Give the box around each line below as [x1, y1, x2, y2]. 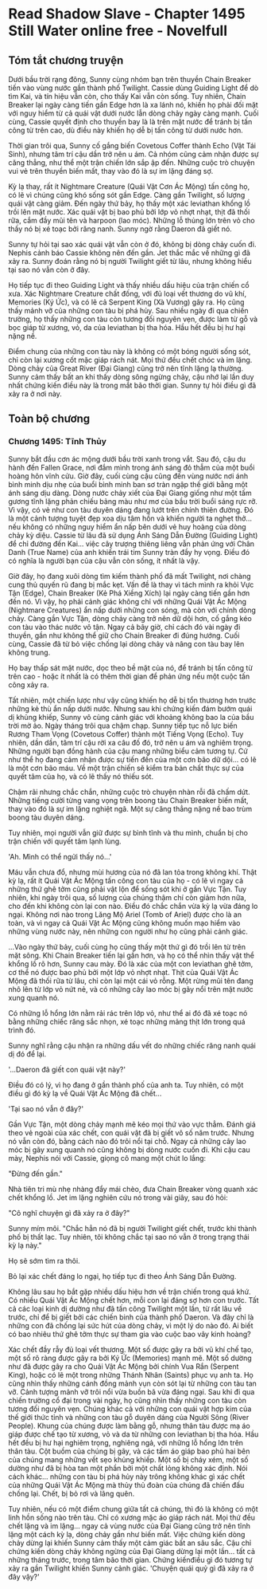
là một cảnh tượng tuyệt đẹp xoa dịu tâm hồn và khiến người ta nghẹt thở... [8, 513, 253, 523]
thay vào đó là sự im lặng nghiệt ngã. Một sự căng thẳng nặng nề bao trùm [8, 804, 253, 813]
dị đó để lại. [8, 1049, 47, 1059]
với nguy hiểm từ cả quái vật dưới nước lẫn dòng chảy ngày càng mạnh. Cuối [8, 108, 259, 118]
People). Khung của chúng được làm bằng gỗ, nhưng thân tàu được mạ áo [8, 1421, 250, 1430]
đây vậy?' [8, 1571, 40, 1581]
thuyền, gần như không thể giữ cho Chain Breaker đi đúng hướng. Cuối [8, 631, 240, 640]
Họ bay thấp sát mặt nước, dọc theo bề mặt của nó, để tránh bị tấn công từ [8, 663, 253, 672]
